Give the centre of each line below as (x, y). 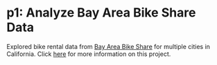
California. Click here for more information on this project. (89, 54)
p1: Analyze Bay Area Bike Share (101, 13)
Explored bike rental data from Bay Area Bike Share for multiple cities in (108, 46)
